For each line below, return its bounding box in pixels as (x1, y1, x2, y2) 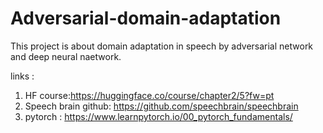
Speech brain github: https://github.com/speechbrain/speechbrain (24, 100, 299, 112)
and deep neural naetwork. (10, 50, 122, 62)
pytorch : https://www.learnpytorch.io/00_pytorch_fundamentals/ (24, 110, 293, 122)
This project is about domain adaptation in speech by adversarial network (10, 40, 314, 52)
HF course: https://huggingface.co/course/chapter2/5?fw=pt (24, 89, 275, 101)
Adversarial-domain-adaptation (10, 7, 282, 30)
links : (10, 70, 35, 82)
